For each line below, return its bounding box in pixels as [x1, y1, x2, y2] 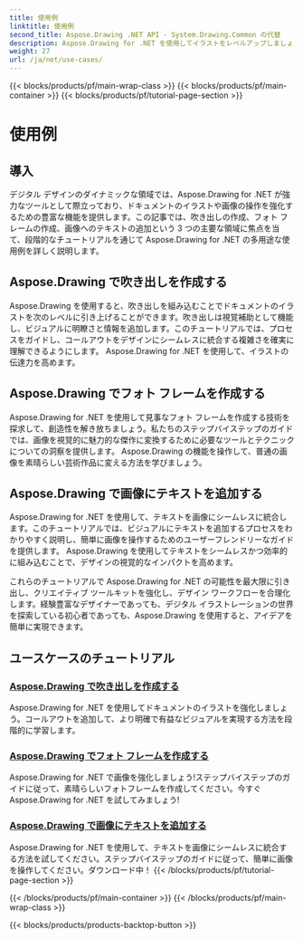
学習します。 [33, 725, 80, 736]
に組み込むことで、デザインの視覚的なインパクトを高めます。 [9, 557, 238, 568]
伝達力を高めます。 [9, 357, 80, 368]
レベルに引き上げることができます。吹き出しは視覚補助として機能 [48, 311, 294, 322]
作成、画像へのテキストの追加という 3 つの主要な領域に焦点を [40, 223, 272, 234]
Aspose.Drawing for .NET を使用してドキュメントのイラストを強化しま [9, 703, 273, 714]
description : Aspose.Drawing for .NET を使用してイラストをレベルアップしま [9, 38, 280, 48]
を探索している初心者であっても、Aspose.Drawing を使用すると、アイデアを [9, 610, 293, 621]
